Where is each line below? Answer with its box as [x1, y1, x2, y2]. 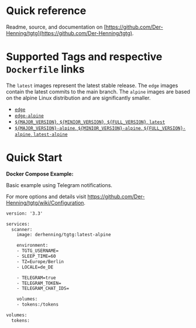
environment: [16, 243, 49, 248]
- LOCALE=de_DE [16, 264, 54, 270]
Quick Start [6, 151, 63, 164]
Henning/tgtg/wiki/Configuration [6, 199, 84, 206]
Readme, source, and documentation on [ [6, 23, 106, 30]
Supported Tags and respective [6, 50, 163, 64]
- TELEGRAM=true [16, 275, 57, 281]
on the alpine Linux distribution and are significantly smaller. [6, 94, 151, 101]
